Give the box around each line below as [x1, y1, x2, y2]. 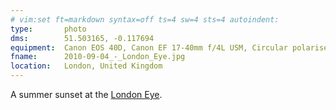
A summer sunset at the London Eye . [10, 89, 163, 100]
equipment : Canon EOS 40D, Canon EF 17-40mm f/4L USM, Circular [10, 42, 288, 53]
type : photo [10, 24, 87, 34]
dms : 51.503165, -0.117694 [10, 33, 155, 43]
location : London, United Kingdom [10, 61, 163, 71]
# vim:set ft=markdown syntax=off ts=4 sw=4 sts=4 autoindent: [10, 14, 280, 25]
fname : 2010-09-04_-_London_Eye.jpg [10, 52, 186, 62]
